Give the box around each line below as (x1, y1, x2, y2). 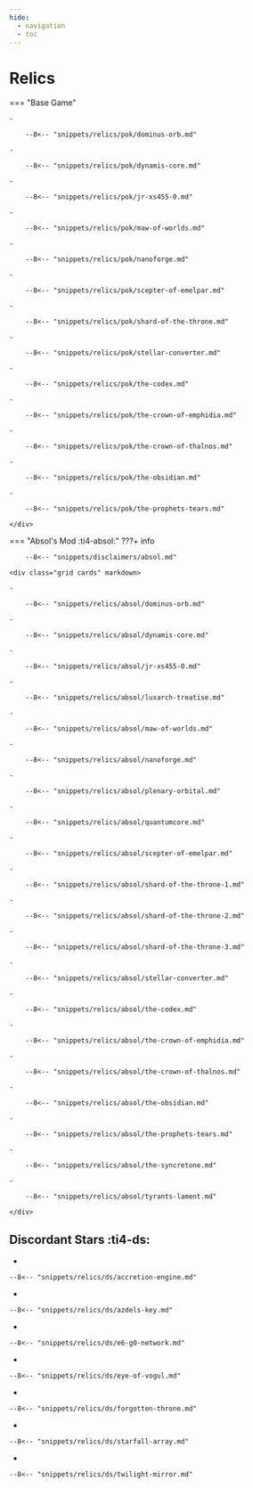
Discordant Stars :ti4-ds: (9, 1231, 151, 1247)
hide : (9, 12, 29, 22)
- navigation (17, 21, 66, 30)
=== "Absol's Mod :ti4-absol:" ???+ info (9, 536, 155, 546)
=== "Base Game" (9, 97, 77, 108)
